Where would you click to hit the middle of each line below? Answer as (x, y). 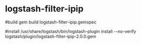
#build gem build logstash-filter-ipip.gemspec (51, 22)
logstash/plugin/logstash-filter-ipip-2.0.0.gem (51, 36)
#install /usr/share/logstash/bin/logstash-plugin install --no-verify (71, 31)
